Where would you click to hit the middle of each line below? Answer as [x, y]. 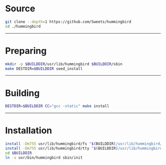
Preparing [26, 51]
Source [20, 9]
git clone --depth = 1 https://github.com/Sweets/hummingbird [68, 22]
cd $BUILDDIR [19, 153]
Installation [29, 131]
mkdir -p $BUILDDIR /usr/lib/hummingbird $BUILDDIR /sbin [64, 64]
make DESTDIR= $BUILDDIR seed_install [44, 69]
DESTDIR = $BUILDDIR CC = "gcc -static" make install [57, 106]
